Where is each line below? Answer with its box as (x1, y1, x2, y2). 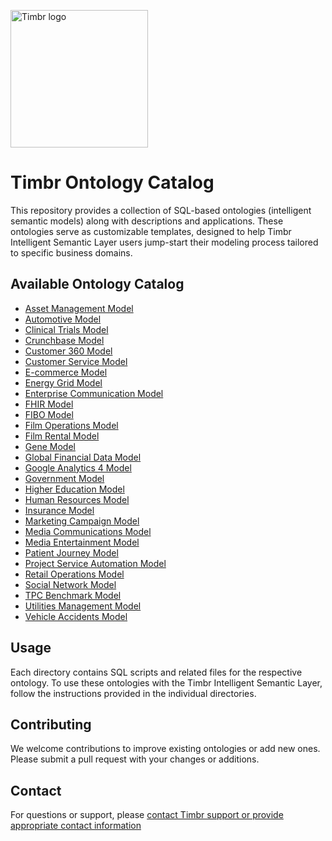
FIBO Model (24, 408, 74, 420)
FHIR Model (24, 398, 74, 410)
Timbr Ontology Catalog (10, 171, 215, 194)
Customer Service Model (24, 355, 128, 367)
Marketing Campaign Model (24, 515, 140, 527)
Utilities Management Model (24, 600, 142, 612)
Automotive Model (24, 313, 102, 325)
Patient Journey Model (24, 546, 119, 559)
